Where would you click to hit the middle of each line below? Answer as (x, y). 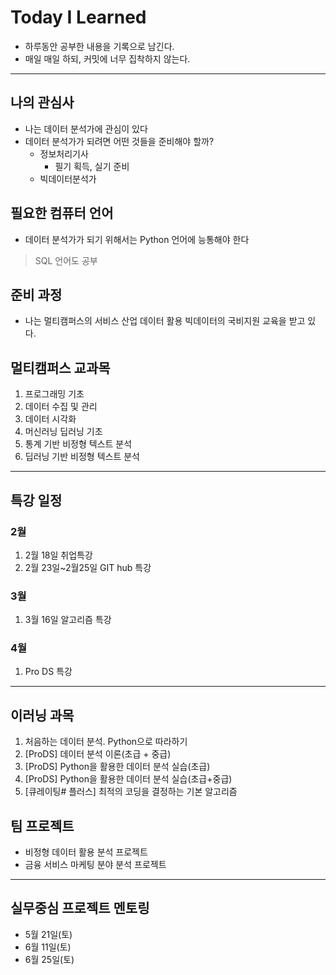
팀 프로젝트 (42, 826)
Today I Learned (78, 17)
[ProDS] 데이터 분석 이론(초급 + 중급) (98, 754)
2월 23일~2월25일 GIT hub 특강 (88, 567)
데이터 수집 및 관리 (61, 407)
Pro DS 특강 (48, 672)
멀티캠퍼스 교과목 (60, 367)
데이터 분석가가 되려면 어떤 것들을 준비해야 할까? (119, 141)
